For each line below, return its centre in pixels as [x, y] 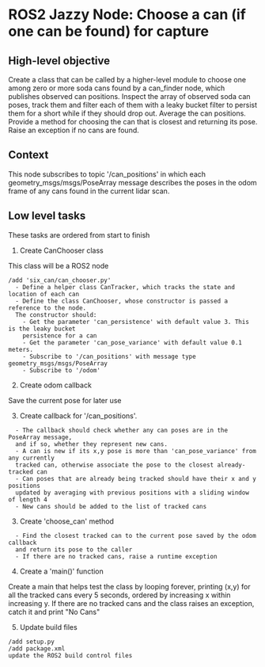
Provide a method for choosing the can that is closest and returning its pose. [133, 122]
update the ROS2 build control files [70, 655]
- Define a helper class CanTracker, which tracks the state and [125, 287]
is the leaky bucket [42, 329]
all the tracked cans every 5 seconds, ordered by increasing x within [119, 595]
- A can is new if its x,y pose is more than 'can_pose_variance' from [136, 451]
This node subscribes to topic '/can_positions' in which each [107, 174]
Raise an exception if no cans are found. [74, 130]
